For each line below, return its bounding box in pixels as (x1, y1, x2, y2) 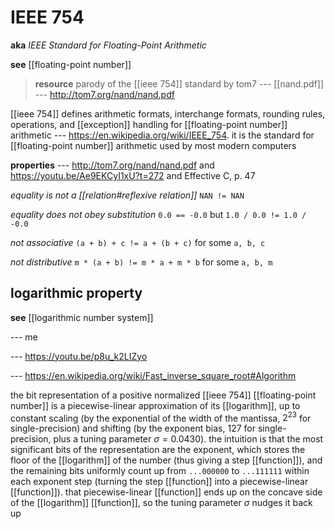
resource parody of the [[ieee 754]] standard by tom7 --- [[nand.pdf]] (34, 77, 324, 90)
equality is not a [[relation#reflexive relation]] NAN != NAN (10, 189, 245, 201)
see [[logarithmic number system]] (10, 311, 154, 323)
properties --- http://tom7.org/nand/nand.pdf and (10, 159, 215, 171)
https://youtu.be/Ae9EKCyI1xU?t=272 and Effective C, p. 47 (10, 169, 256, 181)
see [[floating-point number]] (10, 58, 132, 70)
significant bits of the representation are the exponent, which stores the (10, 444, 306, 456)
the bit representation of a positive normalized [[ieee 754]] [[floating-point (10, 389, 317, 401)
